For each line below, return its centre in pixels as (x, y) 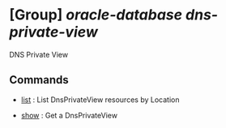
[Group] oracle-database (96, 15)
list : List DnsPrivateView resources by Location (100, 100)
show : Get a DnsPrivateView (69, 115)
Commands (39, 80)
